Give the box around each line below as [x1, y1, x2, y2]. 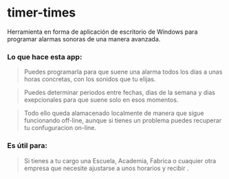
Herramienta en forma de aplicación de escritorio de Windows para [7, 28, 198, 36]
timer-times [7, 5, 76, 21]
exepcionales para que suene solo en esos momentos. [23, 96, 179, 104]
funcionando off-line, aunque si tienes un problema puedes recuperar [23, 116, 222, 125]
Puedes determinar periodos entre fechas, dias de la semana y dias [23, 88, 215, 97]
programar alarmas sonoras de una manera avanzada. [7, 34, 161, 43]
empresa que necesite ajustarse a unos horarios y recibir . [23, 164, 189, 172]
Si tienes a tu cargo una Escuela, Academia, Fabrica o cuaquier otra [23, 156, 217, 165]
